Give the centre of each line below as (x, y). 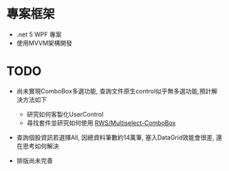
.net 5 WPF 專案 (39, 34)
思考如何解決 (41, 146)
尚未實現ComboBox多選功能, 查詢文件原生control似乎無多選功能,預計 (114, 91)
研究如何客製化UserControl (65, 114)
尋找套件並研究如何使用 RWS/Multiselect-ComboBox (101, 123)
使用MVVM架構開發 (44, 43)
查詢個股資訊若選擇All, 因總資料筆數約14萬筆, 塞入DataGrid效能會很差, (115, 137)
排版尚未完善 (34, 160)
